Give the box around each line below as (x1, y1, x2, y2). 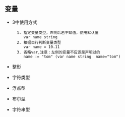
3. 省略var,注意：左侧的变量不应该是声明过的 (17, 49, 100, 54)
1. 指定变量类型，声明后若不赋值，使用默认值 (17, 30, 99, 35)
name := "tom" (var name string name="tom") (23, 54, 121, 59)
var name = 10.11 (23, 44, 60, 49)
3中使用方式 (12, 19, 37, 25)
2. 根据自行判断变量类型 (17, 40, 61, 45)
